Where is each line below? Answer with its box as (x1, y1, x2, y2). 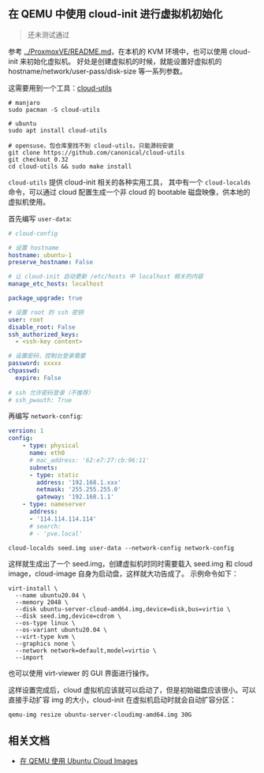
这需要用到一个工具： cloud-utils (8, 83, 113, 92)
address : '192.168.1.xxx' (36, 478, 122, 487)
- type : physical (22, 442, 80, 450)
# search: (28, 522, 61, 530)
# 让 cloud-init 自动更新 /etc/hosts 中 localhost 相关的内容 (8, 273, 203, 281)
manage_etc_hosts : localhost (8, 280, 104, 288)
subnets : (28, 464, 58, 472)
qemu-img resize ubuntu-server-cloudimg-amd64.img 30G (8, 711, 192, 719)
